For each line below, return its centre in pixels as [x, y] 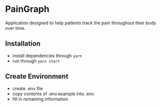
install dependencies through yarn [47, 55]
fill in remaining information [40, 99]
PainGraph [27, 9]
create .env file [27, 88]
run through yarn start [36, 61]
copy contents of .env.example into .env [53, 94]
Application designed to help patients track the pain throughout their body [81, 23]
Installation [23, 44]
